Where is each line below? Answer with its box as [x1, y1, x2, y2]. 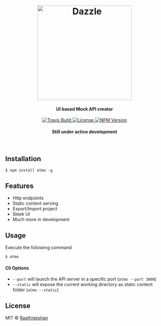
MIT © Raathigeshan [5, 315, 48, 321]
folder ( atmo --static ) [12, 287, 59, 293]
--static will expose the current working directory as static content [12, 282, 153, 288]
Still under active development [52, 129, 117, 135]
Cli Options [5, 265, 29, 271]
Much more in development [12, 216, 70, 223]
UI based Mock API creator [56, 106, 113, 112]
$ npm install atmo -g [5, 168, 53, 173]
